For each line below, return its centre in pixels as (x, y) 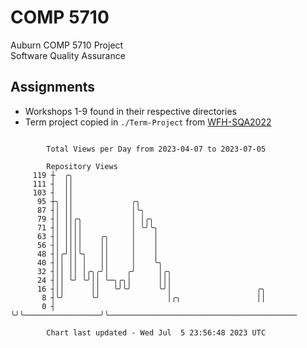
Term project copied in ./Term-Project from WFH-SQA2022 (148, 122)
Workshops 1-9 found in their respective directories (130, 111)
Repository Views (82, 166)
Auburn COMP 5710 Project (67, 45)
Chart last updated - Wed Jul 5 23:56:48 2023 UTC (156, 332)
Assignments (53, 87)
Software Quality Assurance (68, 55)
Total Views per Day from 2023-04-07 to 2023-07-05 (156, 149)
